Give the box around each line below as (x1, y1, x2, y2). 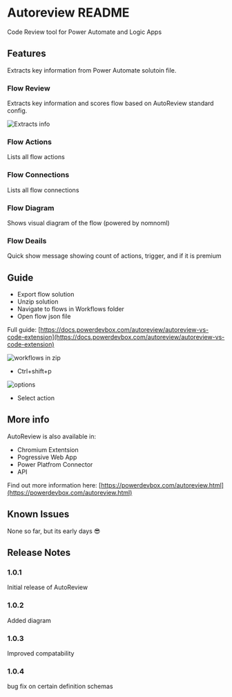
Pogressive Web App (17, 453, 77, 461)
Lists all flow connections (7, 185, 79, 194)
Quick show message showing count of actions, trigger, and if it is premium (7, 252, 222, 260)
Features (7, 48, 46, 59)
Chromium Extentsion (17, 445, 79, 454)
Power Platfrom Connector (17, 460, 93, 468)
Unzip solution (17, 297, 59, 306)
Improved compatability (7, 649, 75, 658)
